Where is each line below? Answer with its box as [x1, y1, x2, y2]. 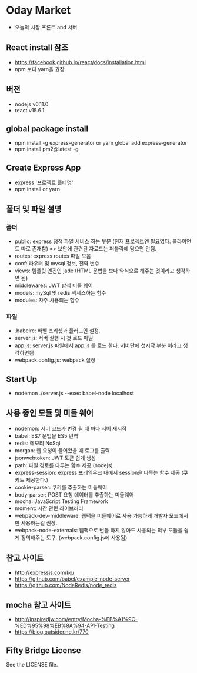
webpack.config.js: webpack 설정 [14, 357, 96, 364]
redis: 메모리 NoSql [14, 439, 61, 447]
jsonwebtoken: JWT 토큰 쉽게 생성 [14, 454, 96, 461]
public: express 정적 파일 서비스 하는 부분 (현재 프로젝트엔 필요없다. [14, 238, 172, 245]
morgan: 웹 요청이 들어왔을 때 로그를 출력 [14, 447, 111, 454]
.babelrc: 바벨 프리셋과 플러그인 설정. [14, 327, 101, 334]
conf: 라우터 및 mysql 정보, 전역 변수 [14, 259, 100, 266]
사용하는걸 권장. [21, 519, 58, 527]
